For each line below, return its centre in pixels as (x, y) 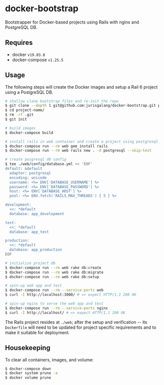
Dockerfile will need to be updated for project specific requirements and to (81, 327)
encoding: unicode (28, 178)
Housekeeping (28, 348)
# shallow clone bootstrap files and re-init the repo (62, 101)
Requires (19, 43)
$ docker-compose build (29, 133)
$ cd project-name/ (25, 110)
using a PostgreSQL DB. (29, 92)
